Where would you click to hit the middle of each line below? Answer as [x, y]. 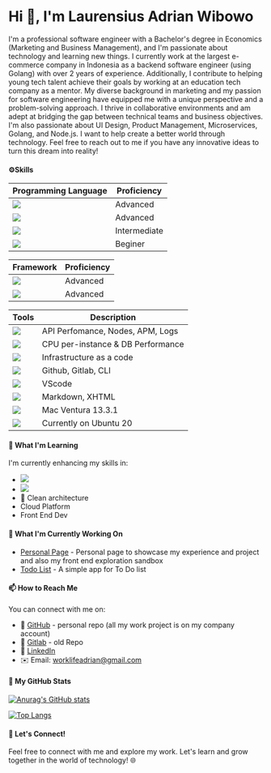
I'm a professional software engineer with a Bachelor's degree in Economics [135, 39]
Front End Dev [44, 515]
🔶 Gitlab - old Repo [51, 642]
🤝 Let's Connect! [37, 733]
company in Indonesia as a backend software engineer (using [148, 65]
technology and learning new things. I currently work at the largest [119, 56]
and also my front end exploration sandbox [91, 560]
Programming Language [60, 191]
